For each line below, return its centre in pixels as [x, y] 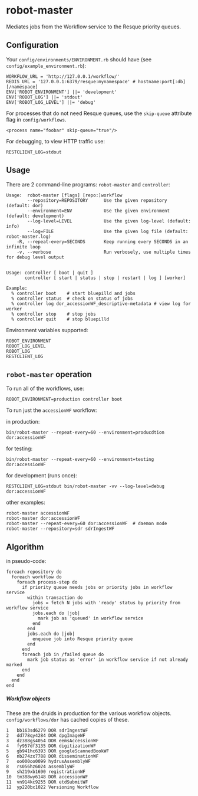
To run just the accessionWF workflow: [52, 410]
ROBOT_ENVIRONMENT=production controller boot [64, 399]
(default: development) [35, 216]
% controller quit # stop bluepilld [60, 319]
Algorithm [25, 547]
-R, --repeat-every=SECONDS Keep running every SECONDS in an [103, 242]
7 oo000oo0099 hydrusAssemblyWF [49, 762]
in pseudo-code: [26, 561]
